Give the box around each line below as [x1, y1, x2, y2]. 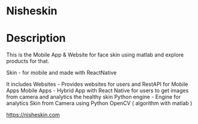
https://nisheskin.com [6, 111, 60, 119]
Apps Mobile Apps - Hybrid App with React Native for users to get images [6, 87, 189, 94]
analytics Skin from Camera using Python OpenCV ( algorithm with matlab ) [6, 100, 193, 107]
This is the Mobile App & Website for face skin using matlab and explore [6, 51, 184, 58]
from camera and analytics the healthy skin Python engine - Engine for [6, 94, 181, 101]
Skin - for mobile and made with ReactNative [6, 69, 117, 76]
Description [6, 32, 66, 45]
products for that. [6, 58, 50, 65]
